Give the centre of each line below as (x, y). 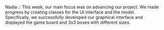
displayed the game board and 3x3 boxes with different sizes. (68, 22)
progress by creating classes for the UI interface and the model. (70, 12)
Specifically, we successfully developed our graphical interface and (74, 17)
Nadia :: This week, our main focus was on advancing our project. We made (82, 7)
